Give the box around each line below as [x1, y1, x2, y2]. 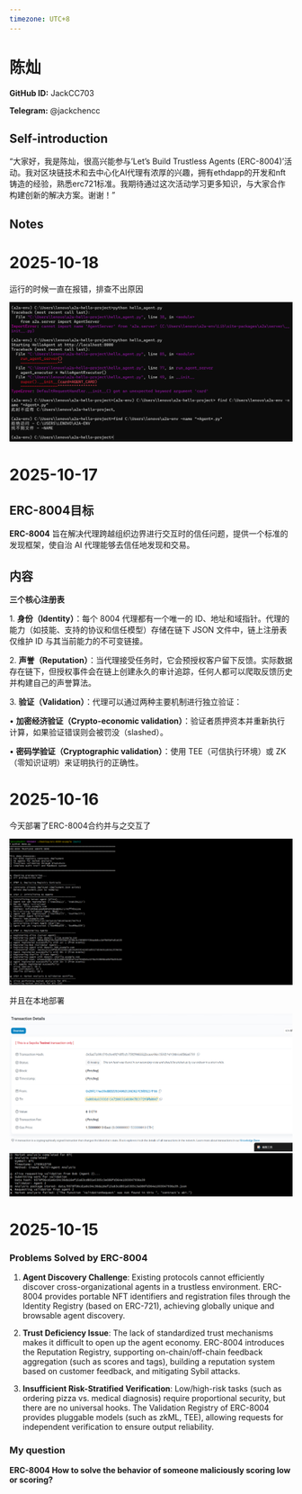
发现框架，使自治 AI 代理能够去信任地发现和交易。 [9, 540, 195, 551]
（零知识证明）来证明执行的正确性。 [9, 757, 144, 769]
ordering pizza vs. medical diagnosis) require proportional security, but [22, 1393, 286, 1404]
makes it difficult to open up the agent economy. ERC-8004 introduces [22, 1337, 285, 1348]
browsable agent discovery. [22, 1310, 126, 1321]
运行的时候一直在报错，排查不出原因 [9, 283, 144, 294]
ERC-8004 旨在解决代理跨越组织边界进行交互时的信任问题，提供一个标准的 [9, 528, 289, 539]
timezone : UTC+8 [9, 14, 70, 23]
